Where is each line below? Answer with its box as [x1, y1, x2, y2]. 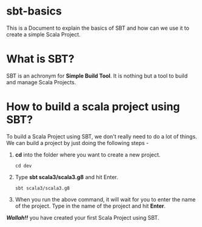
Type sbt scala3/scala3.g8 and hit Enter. [15, 173, 118, 180]
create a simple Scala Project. [6, 30, 81, 38]
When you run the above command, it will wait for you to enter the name [15, 195, 196, 203]
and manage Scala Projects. [6, 78, 76, 86]
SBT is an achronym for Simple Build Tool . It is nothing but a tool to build [6, 72, 188, 80]
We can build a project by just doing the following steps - [6, 139, 149, 146]
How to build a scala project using [6, 100, 180, 113]
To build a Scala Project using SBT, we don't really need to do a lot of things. [6, 132, 197, 140]
